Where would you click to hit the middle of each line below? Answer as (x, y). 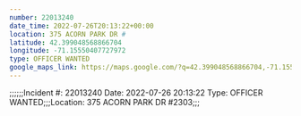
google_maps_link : (43, 68)
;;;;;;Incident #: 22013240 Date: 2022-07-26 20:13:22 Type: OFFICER (136, 92)
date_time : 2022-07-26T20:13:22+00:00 (82, 26)
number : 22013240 (42, 17)
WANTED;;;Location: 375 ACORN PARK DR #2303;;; (104, 102)
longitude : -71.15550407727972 (68, 51)
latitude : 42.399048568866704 (66, 42)
